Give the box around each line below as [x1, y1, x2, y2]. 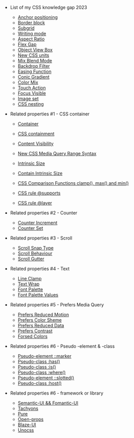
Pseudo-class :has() [17, 358, 60, 364]
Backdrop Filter [17, 63, 50, 69]
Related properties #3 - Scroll [10, 235, 72, 241]
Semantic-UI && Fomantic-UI [17, 400, 78, 406]
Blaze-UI [17, 422, 37, 428]
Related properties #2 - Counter [10, 210, 77, 216]
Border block [17, 20, 45, 26]
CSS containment [17, 131, 55, 137]
